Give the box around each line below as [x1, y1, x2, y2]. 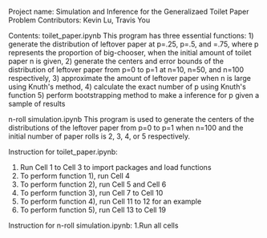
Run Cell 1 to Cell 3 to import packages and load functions [19, 163, 212, 171]
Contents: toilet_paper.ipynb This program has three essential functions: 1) [8, 31, 254, 40]
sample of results [8, 99, 66, 108]
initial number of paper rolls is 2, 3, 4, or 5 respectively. [8, 131, 191, 141]
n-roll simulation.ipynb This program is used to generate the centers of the [8, 115, 255, 123]
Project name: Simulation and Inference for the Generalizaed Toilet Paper [8, 7, 250, 16]
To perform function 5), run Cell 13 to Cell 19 [19, 205, 167, 215]
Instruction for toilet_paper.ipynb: [8, 147, 118, 156]
